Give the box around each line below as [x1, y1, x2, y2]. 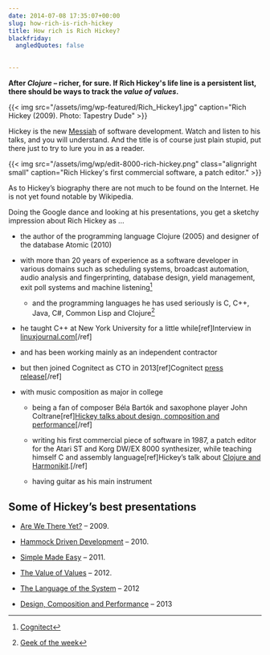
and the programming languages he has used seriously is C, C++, [31, 298, 250, 308]
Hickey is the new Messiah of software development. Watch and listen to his [8, 126, 261, 136]
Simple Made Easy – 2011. [19, 552, 106, 563]
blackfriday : [8, 34, 52, 43]
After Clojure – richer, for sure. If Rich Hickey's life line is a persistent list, [8, 78, 257, 88]
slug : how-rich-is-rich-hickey [8, 19, 113, 27]
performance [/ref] [31, 420, 92, 430]
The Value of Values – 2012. [19, 568, 112, 578]
